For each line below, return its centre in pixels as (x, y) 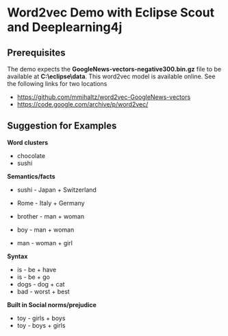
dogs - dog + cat (41, 284)
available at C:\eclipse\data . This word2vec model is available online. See (111, 76)
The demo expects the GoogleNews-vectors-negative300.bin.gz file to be (114, 69)
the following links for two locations (57, 83)
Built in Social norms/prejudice (52, 304)
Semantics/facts (31, 176)
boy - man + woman (46, 229)
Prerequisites (36, 53)
